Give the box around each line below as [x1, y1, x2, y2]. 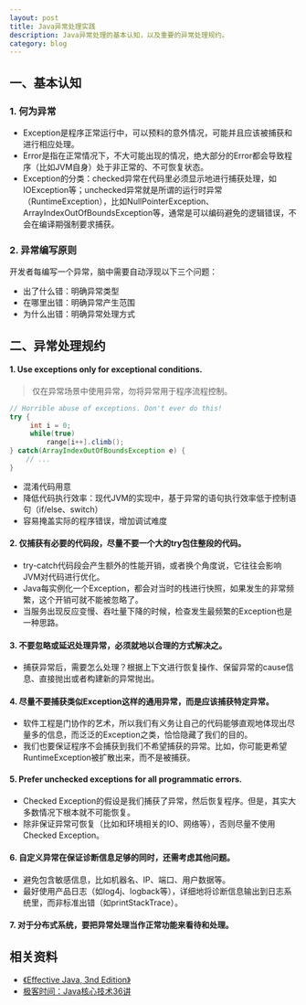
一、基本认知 [9, 75, 82, 91]
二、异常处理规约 [9, 337, 106, 353]
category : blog [9, 38, 68, 48]
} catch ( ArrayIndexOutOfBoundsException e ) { [9, 446, 185, 455]
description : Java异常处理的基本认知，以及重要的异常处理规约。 [9, 30, 229, 39]
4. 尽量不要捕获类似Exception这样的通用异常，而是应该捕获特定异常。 [9, 696, 274, 707]
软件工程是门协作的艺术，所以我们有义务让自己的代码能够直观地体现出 [22, 718, 288, 729]
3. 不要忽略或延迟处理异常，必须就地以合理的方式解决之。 [9, 639, 227, 650]
